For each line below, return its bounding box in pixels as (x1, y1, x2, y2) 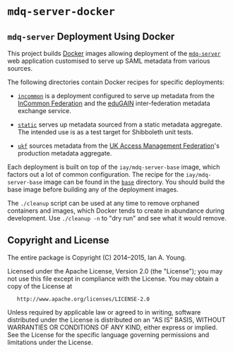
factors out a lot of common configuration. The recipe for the (7, 170, 185, 178)
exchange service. (17, 107, 72, 115)
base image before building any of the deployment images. (7, 185, 179, 194)
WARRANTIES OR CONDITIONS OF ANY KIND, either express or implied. (7, 323, 217, 332)
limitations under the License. (7, 338, 93, 346)
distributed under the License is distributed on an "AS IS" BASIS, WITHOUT (7, 315, 226, 324)
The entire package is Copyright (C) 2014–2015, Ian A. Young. (7, 253, 187, 262)
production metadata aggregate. (17, 149, 112, 157)
